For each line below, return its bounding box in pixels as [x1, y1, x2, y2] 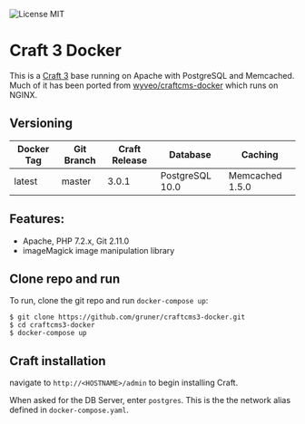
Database [169, 148, 212, 160]
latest [14, 175, 38, 188]
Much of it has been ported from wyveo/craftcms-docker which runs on [9, 80, 279, 91]
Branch [64, 154, 97, 167]
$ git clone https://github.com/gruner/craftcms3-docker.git [9, 313, 246, 322]
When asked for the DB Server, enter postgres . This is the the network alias [9, 395, 291, 406]
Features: [9, 211, 65, 226]
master [61, 175, 92, 188]
